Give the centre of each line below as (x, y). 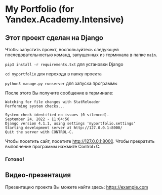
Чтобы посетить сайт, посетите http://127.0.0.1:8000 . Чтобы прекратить (80, 141)
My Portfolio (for (40, 9)
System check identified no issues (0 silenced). (57, 115)
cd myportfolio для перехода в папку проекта (54, 74)
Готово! (15, 159)
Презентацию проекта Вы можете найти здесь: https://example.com (77, 187)
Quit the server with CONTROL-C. (40, 132)
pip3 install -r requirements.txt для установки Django (64, 64)
